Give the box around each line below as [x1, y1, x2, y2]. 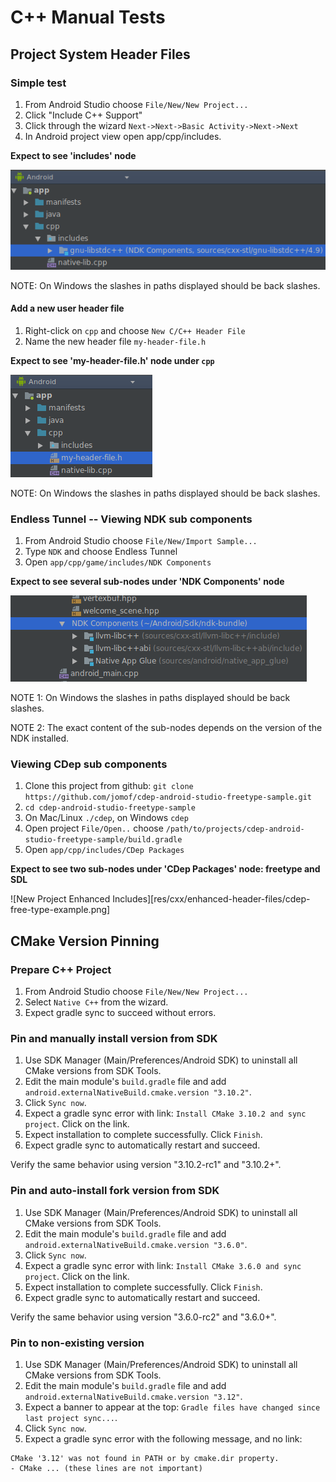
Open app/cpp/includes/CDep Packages [24, 844, 185, 856]
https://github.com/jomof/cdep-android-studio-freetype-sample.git [24, 792, 312, 803]
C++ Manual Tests [10, 6, 166, 29]
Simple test [10, 76, 67, 90]
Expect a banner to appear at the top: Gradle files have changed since [24, 1401, 321, 1413]
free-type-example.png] [10, 904, 111, 916]
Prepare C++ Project [10, 962, 112, 976]
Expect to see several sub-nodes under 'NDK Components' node [10, 576, 285, 588]
